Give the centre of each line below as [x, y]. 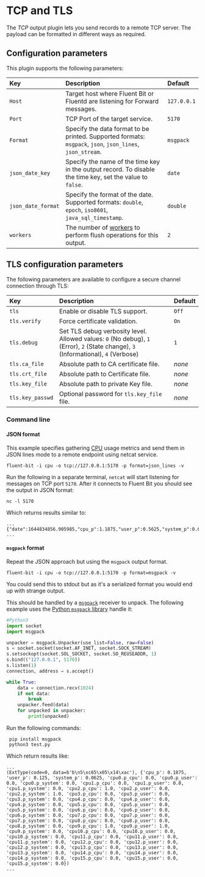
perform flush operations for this [112, 235]
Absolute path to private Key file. [106, 384]
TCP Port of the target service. [109, 119]
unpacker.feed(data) [43, 705]
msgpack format [25, 548]
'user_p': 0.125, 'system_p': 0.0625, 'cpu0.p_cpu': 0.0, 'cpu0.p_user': [102, 778]
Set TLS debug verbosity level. [103, 331]
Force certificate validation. [98, 321]
